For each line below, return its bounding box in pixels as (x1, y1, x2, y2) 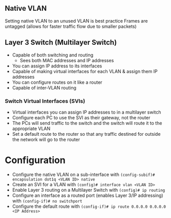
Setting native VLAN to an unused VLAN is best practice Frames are (5, 17, 148, 24)
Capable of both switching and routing (12, 51, 94, 58)
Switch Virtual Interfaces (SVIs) (5, 97, 85, 104)
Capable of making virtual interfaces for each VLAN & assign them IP (12, 68, 158, 74)
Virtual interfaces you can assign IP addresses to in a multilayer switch (12, 109, 162, 115)
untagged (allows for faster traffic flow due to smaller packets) (5, 23, 137, 29)
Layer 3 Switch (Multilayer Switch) (5, 38, 117, 47)
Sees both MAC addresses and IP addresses (19, 57, 114, 63)
